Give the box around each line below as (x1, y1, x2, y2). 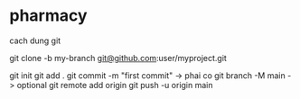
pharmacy (9, 5, 88, 26)
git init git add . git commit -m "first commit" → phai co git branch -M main (9, 69, 286, 81)
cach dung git (9, 35, 61, 46)
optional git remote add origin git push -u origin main (16, 79, 213, 90)
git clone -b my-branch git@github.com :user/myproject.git (9, 52, 228, 63)
